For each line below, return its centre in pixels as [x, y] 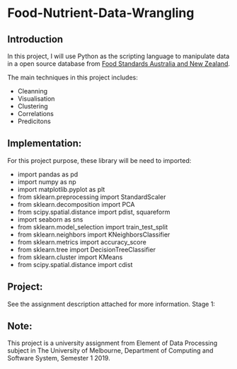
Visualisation [36, 98]
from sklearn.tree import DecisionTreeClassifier [86, 249]
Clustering [33, 106]
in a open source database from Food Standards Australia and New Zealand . [119, 64]
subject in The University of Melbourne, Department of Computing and [110, 351]
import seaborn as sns [50, 219]
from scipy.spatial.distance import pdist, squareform [94, 212]
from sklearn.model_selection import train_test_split [93, 227]
